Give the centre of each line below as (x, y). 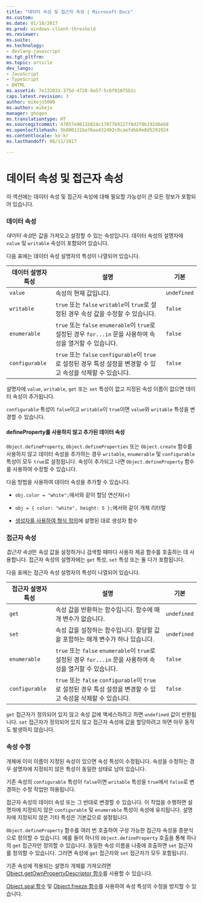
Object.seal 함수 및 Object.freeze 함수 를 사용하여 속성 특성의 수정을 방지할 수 (98, 886)
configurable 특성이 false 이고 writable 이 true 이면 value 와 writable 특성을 (98, 409)
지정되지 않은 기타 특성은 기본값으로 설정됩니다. (73, 817)
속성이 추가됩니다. (34, 396)
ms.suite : (19, 40)
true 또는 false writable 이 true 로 (102, 305)
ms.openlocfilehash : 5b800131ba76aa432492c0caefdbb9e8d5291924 (88, 130)
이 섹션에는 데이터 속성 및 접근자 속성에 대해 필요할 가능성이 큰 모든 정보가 (93, 196)
